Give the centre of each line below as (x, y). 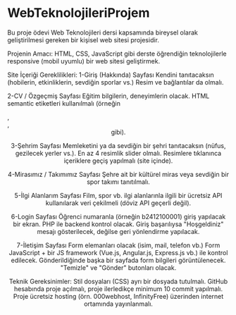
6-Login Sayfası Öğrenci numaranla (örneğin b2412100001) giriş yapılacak (118, 216)
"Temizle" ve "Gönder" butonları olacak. (118, 267)
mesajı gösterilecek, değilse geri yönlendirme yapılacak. (118, 231)
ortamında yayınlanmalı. (118, 304)
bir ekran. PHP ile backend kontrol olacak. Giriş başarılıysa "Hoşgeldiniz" (118, 224)
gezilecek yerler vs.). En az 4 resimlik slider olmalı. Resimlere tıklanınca (118, 153)
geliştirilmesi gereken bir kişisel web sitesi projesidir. (83, 39)
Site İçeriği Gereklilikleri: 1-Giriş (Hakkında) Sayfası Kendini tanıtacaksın (111, 75)
